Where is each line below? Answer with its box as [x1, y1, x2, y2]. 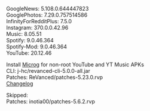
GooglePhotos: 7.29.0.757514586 [6, 11, 88, 18]
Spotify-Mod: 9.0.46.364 [6, 43, 68, 50]
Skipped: [6, 92, 28, 98]
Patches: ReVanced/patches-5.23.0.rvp [6, 74, 103, 81]
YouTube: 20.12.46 [6, 50, 52, 56]
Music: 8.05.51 [6, 30, 42, 38]
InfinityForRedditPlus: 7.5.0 [6, 18, 72, 24]
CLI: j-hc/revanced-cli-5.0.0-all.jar [6, 67, 91, 74]
